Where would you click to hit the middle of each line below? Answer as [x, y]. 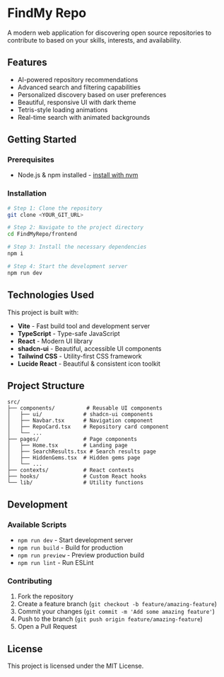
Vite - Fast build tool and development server [84, 326]
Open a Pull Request [47, 627]
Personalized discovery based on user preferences [92, 94]
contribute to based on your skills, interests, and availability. [94, 40]
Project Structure [46, 385]
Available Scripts [37, 525]
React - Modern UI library [55, 341]
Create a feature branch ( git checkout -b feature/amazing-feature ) [117, 604]
